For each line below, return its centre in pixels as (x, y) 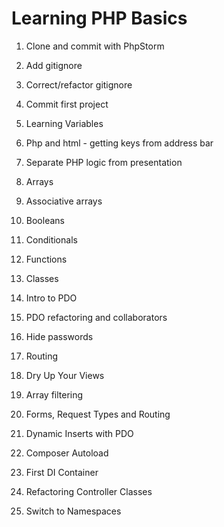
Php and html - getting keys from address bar (119, 143)
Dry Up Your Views (65, 375)
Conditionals (51, 239)
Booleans (45, 220)
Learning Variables (64, 123)
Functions (46, 259)
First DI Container (62, 472)
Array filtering (54, 394)
